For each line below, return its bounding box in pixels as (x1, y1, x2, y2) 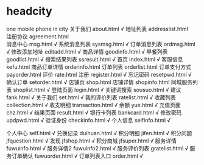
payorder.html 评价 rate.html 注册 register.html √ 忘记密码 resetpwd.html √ (6, 71, 192, 78)
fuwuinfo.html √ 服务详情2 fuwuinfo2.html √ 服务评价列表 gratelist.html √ (6, 144, 189, 152)
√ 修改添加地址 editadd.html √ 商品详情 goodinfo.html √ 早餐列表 (6, 47, 168, 55)
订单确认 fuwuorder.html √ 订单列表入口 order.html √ (11, 152, 143, 160)
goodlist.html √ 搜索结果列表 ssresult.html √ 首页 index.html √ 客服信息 (6, 55, 183, 63)
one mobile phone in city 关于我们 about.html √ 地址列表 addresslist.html (6, 25, 189, 32)
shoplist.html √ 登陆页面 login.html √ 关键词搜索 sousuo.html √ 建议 (13, 86, 181, 93)
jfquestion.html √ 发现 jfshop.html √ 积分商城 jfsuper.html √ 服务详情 (6, 137, 177, 144)
